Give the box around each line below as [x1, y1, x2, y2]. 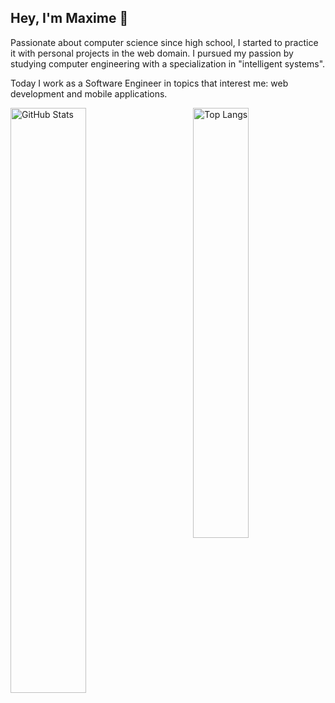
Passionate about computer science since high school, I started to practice [10, 36, 319, 48]
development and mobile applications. [10, 87, 168, 100]
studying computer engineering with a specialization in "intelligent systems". [10, 57, 326, 70]
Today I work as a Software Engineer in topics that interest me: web [10, 77, 289, 89]
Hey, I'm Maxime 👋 [10, 10, 129, 27]
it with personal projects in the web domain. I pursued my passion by [10, 47, 294, 59]
